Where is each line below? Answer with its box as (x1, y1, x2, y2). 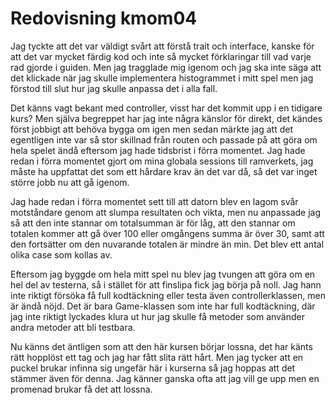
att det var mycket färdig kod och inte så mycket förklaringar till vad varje (10, 50, 312, 62)
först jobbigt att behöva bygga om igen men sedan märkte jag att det (10, 123, 293, 135)
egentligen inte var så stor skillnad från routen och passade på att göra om (10, 133, 318, 146)
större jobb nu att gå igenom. (10, 176, 130, 188)
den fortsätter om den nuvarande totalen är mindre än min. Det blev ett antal (10, 238, 325, 250)
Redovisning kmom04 (10, 7, 198, 30)
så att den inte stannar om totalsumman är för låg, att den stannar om (10, 217, 296, 229)
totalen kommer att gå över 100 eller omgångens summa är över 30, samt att (10, 227, 325, 239)
